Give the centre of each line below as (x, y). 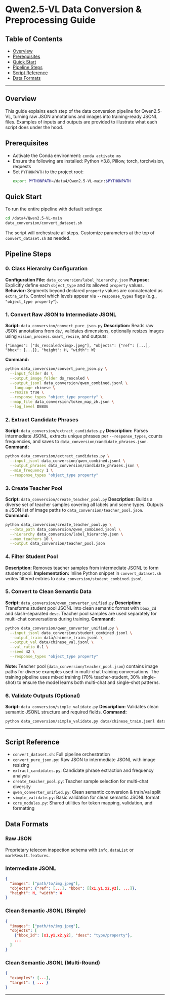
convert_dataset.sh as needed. (38, 238)
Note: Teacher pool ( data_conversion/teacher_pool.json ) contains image (82, 666)
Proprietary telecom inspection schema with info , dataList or (70, 850)
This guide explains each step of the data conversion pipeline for (73, 111)
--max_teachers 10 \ (31, 539)
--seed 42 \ (23, 652)
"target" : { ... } (29, 982)
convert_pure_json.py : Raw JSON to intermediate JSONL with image (84, 759)
